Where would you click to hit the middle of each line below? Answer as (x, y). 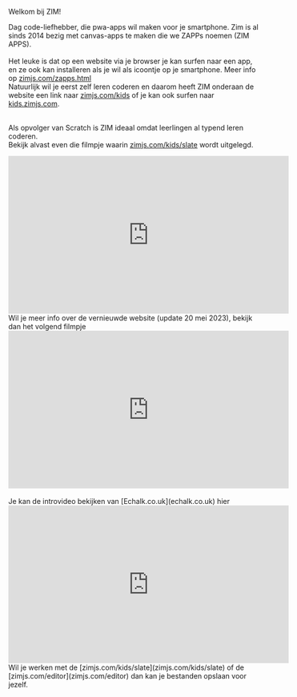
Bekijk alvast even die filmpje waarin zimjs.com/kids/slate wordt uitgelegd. (131, 145)
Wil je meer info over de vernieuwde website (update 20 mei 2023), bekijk (130, 318)
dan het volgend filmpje (47, 326)
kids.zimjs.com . (34, 104)
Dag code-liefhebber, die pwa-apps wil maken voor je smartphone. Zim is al (133, 27)
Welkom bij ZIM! (35, 12)
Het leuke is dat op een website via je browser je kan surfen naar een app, (130, 61)
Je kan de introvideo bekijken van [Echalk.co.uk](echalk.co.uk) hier (119, 501)
